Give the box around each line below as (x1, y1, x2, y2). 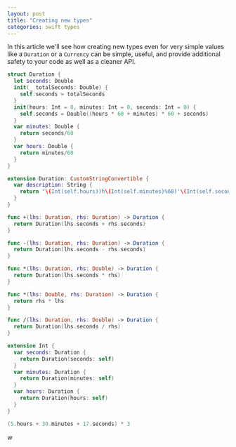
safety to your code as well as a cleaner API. (7, 58, 136, 66)
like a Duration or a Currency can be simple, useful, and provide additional (7, 50, 221, 58)
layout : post (7, 10, 46, 18)
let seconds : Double (13, 78, 74, 85)
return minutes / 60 (20, 149, 74, 156)
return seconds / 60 (20, 130, 74, 137)
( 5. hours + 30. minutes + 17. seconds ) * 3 (7, 420, 131, 427)
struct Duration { (7, 71, 61, 78)
